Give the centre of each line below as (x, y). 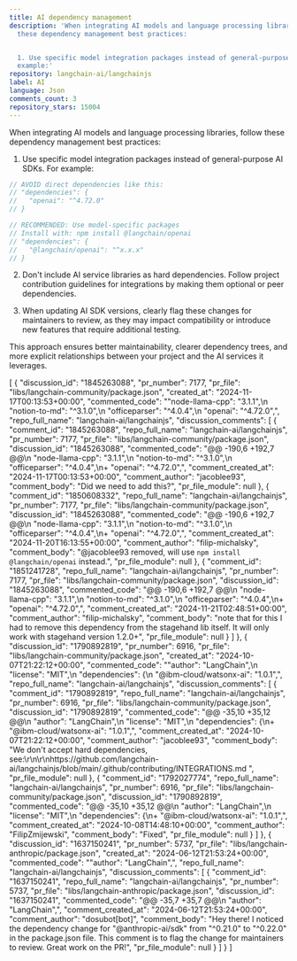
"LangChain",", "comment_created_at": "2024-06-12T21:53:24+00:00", (138, 910)
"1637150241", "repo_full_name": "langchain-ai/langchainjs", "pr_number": (144, 881)
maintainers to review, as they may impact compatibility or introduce (146, 321)
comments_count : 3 (43, 98)
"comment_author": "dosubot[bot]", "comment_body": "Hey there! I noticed (147, 919)
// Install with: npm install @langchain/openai (100, 233)
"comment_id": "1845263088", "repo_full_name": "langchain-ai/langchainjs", (148, 430)
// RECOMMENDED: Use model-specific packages (94, 225)
